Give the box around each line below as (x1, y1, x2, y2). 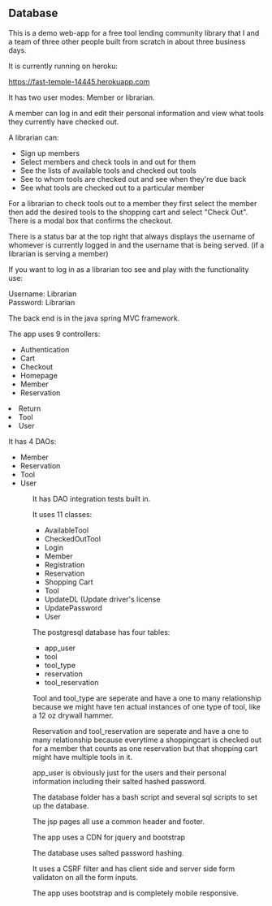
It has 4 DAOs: (8, 436, 57, 446)
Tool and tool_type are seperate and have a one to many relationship (32, 693, 261, 703)
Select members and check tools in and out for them (19, 157, 196, 166)
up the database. (32, 800, 89, 810)
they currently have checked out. (8, 117, 119, 127)
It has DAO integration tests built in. (32, 494, 151, 503)
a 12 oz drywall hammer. (32, 710, 114, 720)
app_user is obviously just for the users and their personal (32, 767, 227, 778)
